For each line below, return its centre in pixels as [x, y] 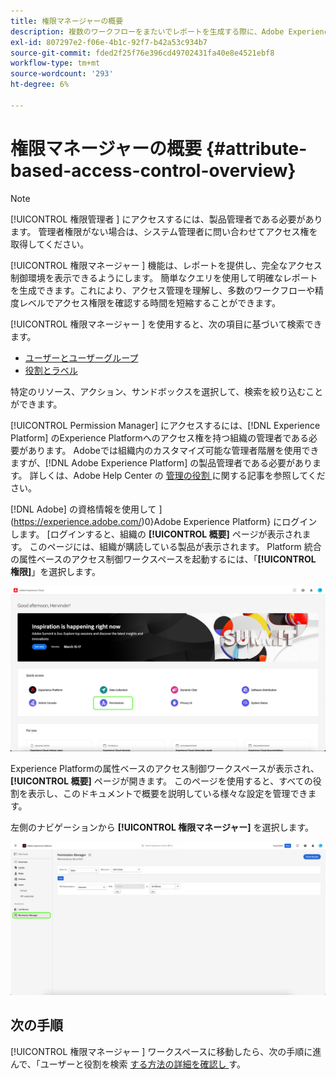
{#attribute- [256, 148]
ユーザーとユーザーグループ [81, 357]
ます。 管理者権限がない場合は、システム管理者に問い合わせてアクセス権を [164, 231]
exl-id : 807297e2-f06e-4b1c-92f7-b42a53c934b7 [109, 42]
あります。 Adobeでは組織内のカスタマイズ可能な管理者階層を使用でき [173, 450]
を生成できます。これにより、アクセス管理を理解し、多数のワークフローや [163, 290]
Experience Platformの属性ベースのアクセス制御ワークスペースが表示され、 [165, 769]
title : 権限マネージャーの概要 [67, 21]
